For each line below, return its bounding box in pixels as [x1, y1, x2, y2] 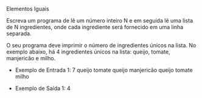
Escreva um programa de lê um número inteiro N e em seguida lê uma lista [6, 17, 193, 24]
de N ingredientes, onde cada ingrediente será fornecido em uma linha [6, 24, 184, 30]
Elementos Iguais [6, 5, 50, 12]
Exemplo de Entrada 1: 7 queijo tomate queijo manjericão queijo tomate [15, 66, 193, 74]
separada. [6, 30, 32, 37]
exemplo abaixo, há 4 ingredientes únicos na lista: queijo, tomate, [6, 48, 170, 55]
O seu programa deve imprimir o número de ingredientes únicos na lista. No [6, 42, 197, 49]
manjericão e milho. [6, 55, 56, 61]
